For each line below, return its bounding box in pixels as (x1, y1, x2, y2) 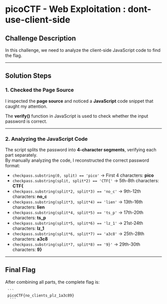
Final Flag (5, 266, 36, 274)
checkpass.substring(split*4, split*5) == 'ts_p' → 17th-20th (12, 209, 144, 215)
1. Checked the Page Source (5, 86, 74, 93)
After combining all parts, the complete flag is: (5, 279, 100, 285)
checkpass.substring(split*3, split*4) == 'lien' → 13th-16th (12, 199, 143, 205)
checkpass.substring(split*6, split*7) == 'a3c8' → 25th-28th (12, 231, 145, 237)
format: (5, 162, 20, 168)
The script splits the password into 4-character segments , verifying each (5, 146, 157, 153)
